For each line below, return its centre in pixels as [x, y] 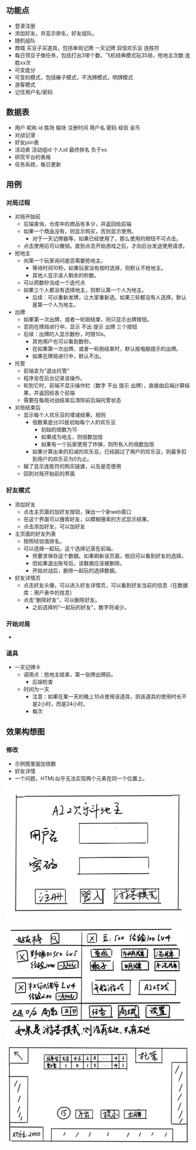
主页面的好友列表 [35, 534]
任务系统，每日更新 [38, 164]
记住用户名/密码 [33, 92]
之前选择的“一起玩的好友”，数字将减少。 [81, 607]
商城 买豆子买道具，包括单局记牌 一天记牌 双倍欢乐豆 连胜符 [87, 48]
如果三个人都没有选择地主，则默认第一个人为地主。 [85, 290]
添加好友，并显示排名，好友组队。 [56, 33]
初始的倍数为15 [59, 430]
